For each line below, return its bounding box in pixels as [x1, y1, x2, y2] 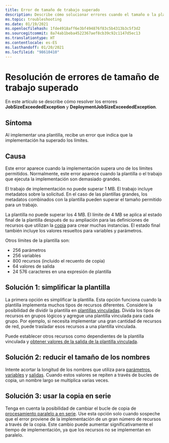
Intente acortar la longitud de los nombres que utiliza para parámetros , [5, 366, 152, 372]
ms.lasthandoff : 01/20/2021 [5, 45, 64, 50]
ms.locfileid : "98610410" [5, 49, 59, 54]
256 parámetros [12, 247, 46, 254]
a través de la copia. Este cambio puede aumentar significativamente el [5, 421, 153, 427]
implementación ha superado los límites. [5, 137, 89, 144]
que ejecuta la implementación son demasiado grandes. [5, 176, 122, 182]
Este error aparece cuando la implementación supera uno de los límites [5, 165, 153, 171]
